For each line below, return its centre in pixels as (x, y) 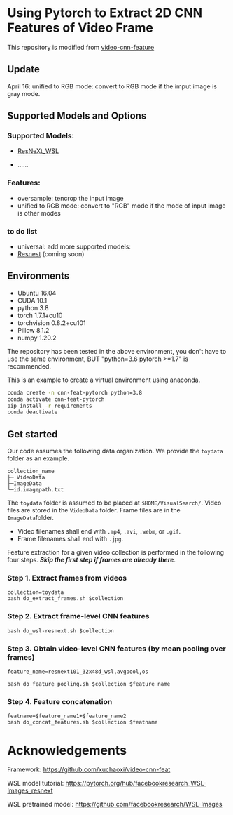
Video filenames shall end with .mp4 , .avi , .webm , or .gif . (99, 531)
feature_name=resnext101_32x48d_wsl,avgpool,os (78, 672)
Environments (38, 276)
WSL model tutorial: (36, 783)
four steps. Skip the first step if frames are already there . (92, 560)
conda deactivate (33, 412)
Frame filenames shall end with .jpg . (70, 539)
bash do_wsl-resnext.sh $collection (61, 631)
